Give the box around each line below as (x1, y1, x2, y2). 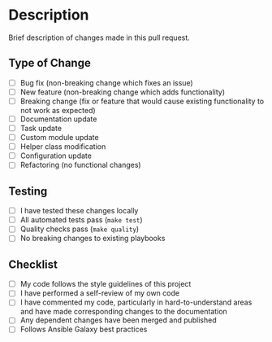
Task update (19, 124, 63, 133)
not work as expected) (19, 105, 96, 115)
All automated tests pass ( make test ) (19, 215, 144, 225)
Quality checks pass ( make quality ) (19, 224, 140, 234)
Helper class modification (19, 142, 106, 151)
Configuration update (19, 151, 92, 160)
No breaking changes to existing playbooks (19, 234, 166, 243)
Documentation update (19, 114, 97, 124)
